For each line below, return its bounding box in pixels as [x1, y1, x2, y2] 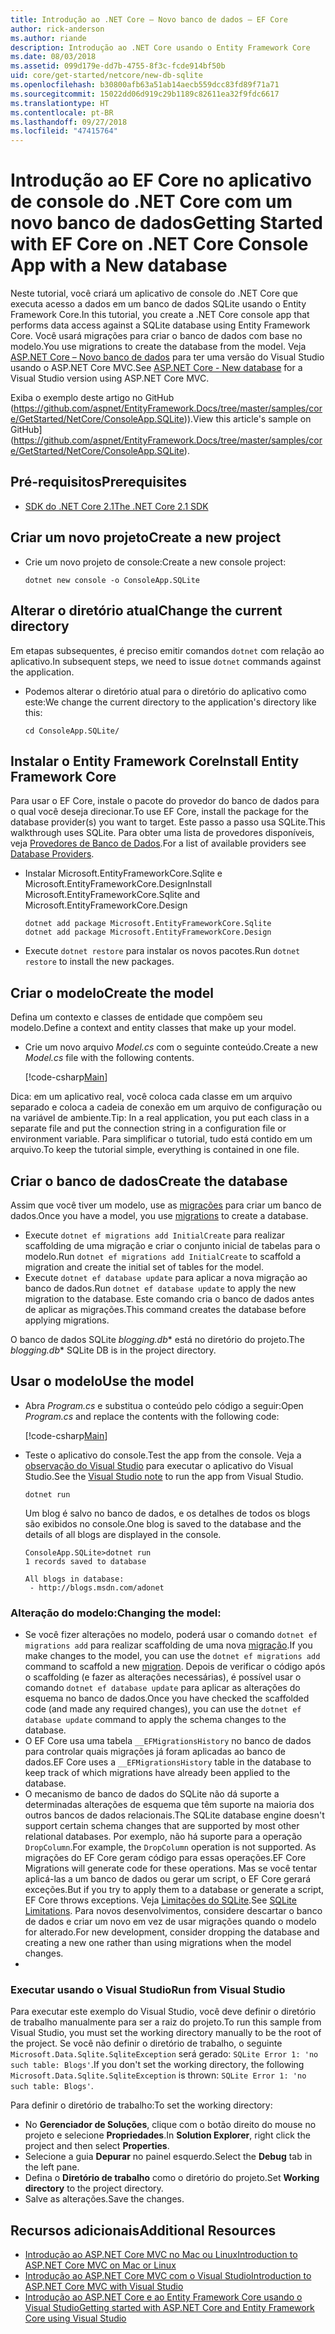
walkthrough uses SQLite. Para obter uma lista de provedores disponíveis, [10, 827, 315, 839]
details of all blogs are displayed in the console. [24, 1528, 222, 1540]
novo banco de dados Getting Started [10, 212, 323, 235]
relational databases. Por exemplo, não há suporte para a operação [24, 1831, 303, 1843]
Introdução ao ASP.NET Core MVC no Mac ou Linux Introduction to [24, 2249, 298, 2261]
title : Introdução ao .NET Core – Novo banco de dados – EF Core [10, 14, 288, 25]
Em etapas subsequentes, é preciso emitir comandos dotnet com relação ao [10, 644, 325, 656]
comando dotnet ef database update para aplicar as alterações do [24, 1682, 301, 1694]
